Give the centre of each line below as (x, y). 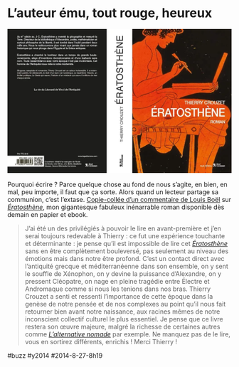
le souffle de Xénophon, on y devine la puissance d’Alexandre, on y (123, 273)
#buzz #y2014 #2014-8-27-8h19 (55, 355)
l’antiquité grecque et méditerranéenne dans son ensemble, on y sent (127, 266)
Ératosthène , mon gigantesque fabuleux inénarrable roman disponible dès (116, 207)
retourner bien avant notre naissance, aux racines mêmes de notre (122, 312)
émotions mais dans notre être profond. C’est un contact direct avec (125, 258)
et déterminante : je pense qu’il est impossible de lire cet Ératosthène (126, 243)
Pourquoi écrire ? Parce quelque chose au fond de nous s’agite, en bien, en (117, 184)
